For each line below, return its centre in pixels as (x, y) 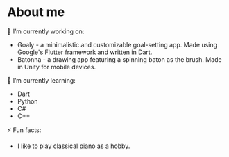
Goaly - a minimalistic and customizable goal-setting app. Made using (117, 44)
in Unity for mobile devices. (56, 67)
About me (36, 12)
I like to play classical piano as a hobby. (74, 146)
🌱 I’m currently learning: (42, 80)
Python (27, 101)
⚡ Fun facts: (24, 130)
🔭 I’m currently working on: (46, 31)
